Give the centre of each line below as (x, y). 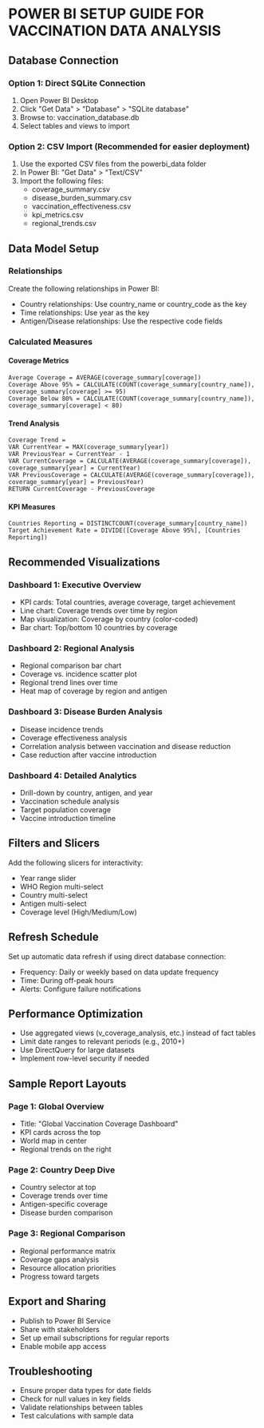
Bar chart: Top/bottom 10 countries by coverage (99, 628)
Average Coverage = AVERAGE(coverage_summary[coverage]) (105, 377)
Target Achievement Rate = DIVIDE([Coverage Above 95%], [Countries (124, 531)
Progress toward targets (59, 1276)
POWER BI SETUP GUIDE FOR (106, 14)
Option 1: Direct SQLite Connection (77, 83)
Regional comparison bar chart (71, 666)
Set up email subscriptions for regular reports (95, 1338)
